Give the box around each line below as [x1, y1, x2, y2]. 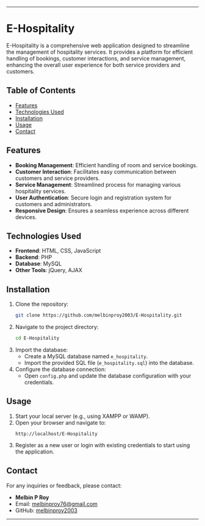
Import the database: [15, 346, 68, 353]
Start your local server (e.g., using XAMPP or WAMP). [15, 413, 151, 420]
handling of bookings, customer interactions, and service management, [6, 54, 186, 62]
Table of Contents [6, 85, 76, 96]
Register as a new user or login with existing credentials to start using [15, 441, 190, 449]
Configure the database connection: [15, 366, 106, 373]
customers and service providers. [15, 175, 100, 182]
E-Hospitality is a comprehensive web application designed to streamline [6, 41, 190, 49]
